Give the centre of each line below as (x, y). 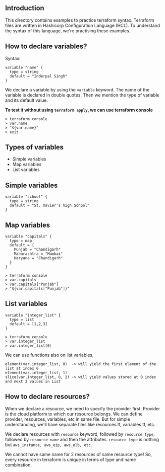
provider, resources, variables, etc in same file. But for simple (68, 419)
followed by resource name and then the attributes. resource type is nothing (82, 439)
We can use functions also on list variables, (49, 355)
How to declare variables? (46, 46)
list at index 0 (22, 368)
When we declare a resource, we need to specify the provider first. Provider (82, 408)
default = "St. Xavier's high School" (50, 206)
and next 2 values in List (33, 381)
